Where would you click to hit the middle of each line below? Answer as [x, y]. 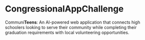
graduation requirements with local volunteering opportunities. [67, 32]
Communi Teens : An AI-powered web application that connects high [72, 22]
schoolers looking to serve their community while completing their [71, 27]
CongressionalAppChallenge [65, 9]
